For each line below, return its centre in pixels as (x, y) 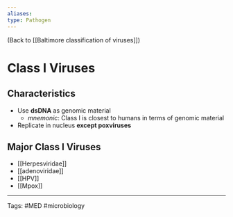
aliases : (20, 14)
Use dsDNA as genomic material (64, 110)
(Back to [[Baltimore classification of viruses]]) (74, 40)
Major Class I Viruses (54, 147)
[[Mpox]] (30, 186)
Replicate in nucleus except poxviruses (74, 125)
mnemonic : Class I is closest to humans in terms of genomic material (126, 118)
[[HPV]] (28, 179)
